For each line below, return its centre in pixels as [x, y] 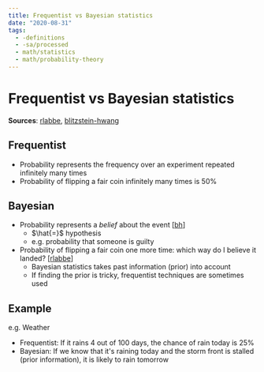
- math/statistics [46, 52]
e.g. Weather [29, 328]
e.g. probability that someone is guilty [93, 242]
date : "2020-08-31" [40, 23]
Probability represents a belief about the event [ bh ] [102, 225]
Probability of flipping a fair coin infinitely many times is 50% [118, 181]
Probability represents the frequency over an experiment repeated [127, 164]
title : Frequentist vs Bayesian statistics [81, 15]
